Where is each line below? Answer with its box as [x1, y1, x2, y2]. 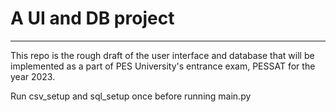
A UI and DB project [10, 7, 175, 30]
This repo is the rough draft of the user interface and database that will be [10, 49, 315, 61]
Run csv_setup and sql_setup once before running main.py [10, 90, 252, 102]
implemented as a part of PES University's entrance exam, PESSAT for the [10, 60, 316, 72]
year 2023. [10, 70, 56, 82]
